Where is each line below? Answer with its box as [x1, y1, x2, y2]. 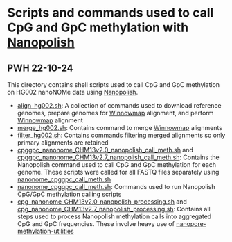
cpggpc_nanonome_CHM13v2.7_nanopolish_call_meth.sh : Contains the [17, 153, 220, 161]
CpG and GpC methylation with [7, 19, 189, 35]
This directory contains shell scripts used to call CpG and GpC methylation [7, 81, 220, 88]
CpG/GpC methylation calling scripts [17, 190, 122, 198]
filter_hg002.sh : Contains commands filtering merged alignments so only [17, 131, 226, 139]
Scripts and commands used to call [7, 5, 214, 21]
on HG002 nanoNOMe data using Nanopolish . [7, 88, 139, 96]
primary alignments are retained [17, 138, 109, 147]
